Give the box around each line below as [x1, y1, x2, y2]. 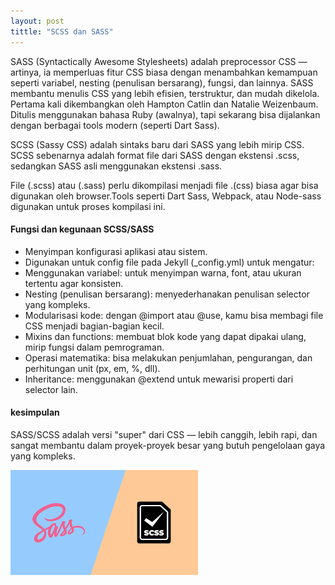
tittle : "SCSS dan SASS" [10, 26, 114, 37]
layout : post [10, 16, 65, 26]
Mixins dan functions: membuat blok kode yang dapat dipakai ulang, [24, 330, 307, 342]
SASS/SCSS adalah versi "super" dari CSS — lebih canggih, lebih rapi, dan [10, 428, 318, 440]
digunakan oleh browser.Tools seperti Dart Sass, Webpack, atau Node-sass [10, 190, 322, 202]
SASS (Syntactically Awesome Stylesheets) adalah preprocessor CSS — [10, 55, 308, 67]
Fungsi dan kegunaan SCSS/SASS [10, 223, 155, 235]
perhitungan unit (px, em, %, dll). [24, 362, 161, 374]
